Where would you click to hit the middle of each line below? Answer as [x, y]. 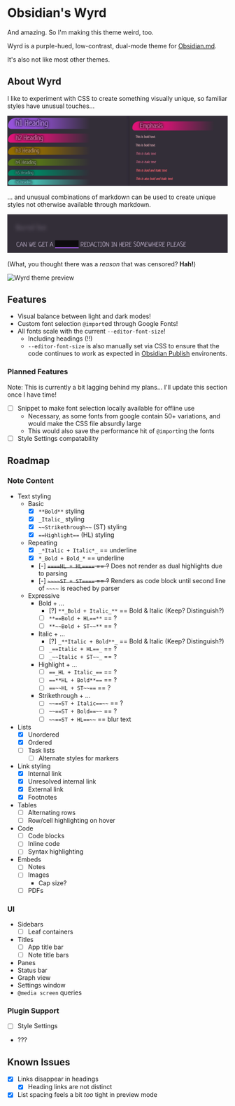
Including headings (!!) [60, 339]
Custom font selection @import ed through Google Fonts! [98, 324]
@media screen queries [50, 992]
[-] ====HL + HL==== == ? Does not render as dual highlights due [130, 566]
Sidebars [30, 924]
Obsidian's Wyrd [57, 13]
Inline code [44, 844]
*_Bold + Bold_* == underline [81, 558]
